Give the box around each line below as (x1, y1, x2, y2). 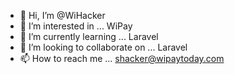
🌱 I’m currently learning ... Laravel (19, 31, 159, 42)
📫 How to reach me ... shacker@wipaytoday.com (19, 53, 225, 64)
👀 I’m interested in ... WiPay (19, 20, 133, 32)
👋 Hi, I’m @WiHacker (19, 10, 106, 21)
